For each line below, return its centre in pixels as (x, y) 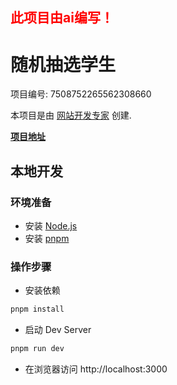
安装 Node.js (51, 226)
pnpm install (37, 309)
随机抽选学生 (63, 64)
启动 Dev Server (58, 330)
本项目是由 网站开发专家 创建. (71, 115)
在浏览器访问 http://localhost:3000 (96, 369)
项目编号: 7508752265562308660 (81, 94)
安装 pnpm (47, 239)
